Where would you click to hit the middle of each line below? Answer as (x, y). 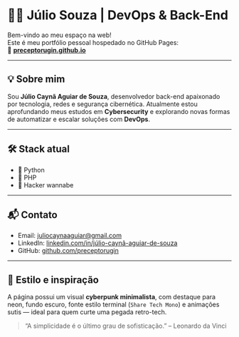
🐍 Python (31, 170)
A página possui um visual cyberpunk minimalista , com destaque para (111, 297)
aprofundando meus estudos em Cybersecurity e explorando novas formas (119, 111)
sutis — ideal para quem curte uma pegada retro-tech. (87, 312)
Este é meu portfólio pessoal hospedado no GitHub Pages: (93, 42)
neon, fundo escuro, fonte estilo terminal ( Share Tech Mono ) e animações (113, 305)
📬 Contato (33, 215)
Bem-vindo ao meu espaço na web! (59, 35)
